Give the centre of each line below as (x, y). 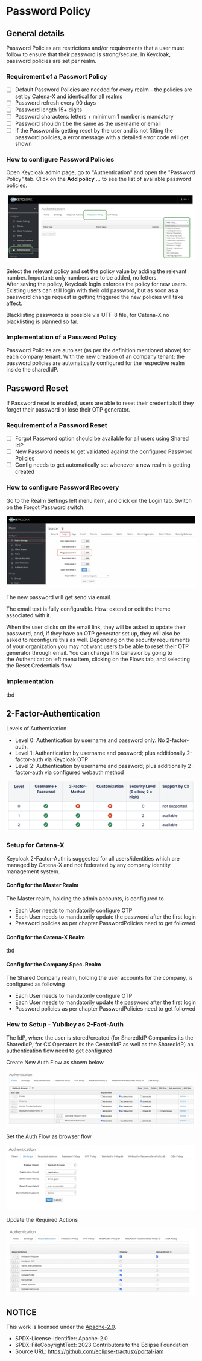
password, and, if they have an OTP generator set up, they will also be (93, 634)
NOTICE (21, 1312)
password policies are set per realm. (52, 61)
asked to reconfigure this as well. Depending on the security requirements (98, 640)
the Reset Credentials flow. (40, 666)
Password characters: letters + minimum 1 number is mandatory (94, 117)
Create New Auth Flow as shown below (55, 1062)
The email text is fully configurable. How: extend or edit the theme (88, 609)
